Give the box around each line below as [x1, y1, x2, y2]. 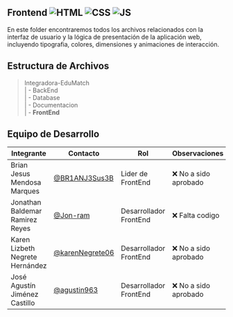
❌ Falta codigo [172, 211, 220, 221]
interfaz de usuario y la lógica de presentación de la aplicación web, [7, 33, 202, 41]
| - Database [24, 93, 60, 101]
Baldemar [10, 206, 42, 216]
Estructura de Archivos [7, 60, 110, 72]
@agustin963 [53, 285, 98, 295]
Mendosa [10, 178, 42, 187]
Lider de [121, 169, 148, 179]
